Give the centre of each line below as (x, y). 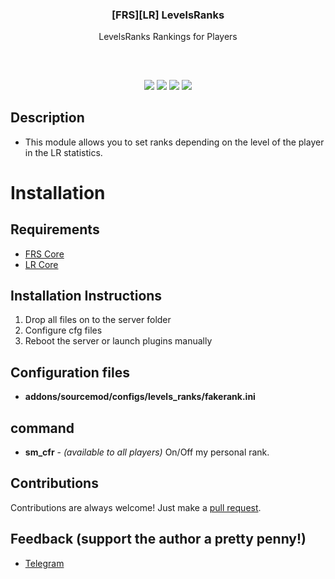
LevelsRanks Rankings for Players (168, 37)
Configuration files (70, 372)
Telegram (44, 563)
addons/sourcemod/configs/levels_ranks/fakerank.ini (140, 397)
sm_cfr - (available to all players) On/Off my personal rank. (147, 452)
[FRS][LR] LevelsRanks (168, 15)
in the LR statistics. (63, 152)
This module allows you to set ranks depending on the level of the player (174, 142)
